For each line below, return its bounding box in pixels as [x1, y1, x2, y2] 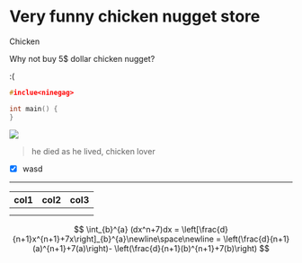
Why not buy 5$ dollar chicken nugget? [9, 53, 155, 64]
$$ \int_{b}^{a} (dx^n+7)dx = [73, 224, 180, 234]
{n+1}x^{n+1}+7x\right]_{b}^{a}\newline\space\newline [12, 233, 214, 244]
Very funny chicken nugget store [9, 6, 261, 27]
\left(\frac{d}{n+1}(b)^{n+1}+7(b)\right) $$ [113, 242, 270, 253]
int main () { [9, 104, 58, 113]
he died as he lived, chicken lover [31, 145, 155, 156]
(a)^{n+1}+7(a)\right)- [32, 242, 112, 253]
